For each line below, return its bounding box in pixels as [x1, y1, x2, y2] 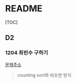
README [5, 3, 43, 14]
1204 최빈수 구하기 [5, 49, 48, 56]
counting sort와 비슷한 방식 [17, 72, 72, 78]
